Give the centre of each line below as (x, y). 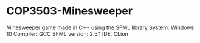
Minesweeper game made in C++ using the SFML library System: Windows (100, 27)
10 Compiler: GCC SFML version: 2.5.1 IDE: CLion (67, 33)
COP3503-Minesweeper (69, 11)
